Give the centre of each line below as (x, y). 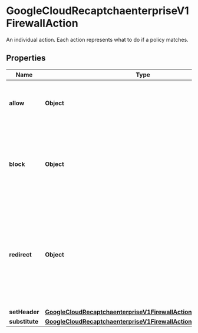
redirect (21, 254)
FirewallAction (42, 23)
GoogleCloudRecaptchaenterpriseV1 (98, 11)
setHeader (24, 312)
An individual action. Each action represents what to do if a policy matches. (97, 39)
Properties (26, 58)
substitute (24, 321)
